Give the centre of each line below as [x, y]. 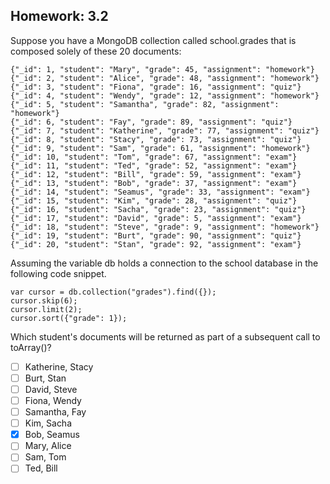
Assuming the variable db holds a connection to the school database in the [164, 263]
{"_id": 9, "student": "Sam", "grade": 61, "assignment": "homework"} [160, 148]
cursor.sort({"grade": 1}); [69, 318]
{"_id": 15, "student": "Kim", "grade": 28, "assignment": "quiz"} [154, 200]
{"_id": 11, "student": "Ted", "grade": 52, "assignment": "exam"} [154, 165]
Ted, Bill [41, 468]
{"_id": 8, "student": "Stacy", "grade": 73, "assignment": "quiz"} [156, 139]
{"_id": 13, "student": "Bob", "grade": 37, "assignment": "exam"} [154, 183]
